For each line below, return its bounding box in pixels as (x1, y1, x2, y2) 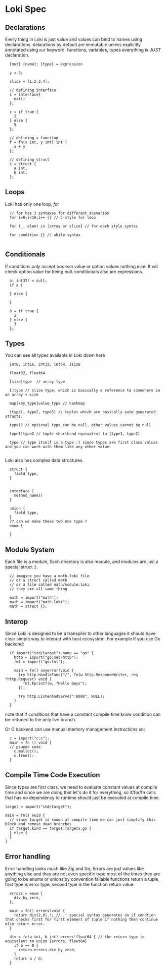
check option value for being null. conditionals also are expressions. (5, 269, 143, 275)
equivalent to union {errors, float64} (5, 938, 87, 944)
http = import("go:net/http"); (14, 655, 79, 660)
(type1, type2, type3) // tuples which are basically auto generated (9, 410, 156, 415)
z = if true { (9, 110, 39, 114)
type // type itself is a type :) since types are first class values (9, 440, 158, 445)
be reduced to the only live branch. (5, 717, 77, 723)
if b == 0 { (14, 943, 39, 948)
